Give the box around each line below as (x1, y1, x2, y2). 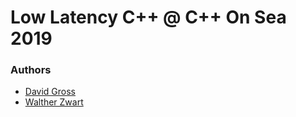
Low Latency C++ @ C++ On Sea (10, 6, 287, 29)
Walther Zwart (24, 96, 84, 108)
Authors (10, 63, 52, 77)
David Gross (24, 86, 76, 98)
